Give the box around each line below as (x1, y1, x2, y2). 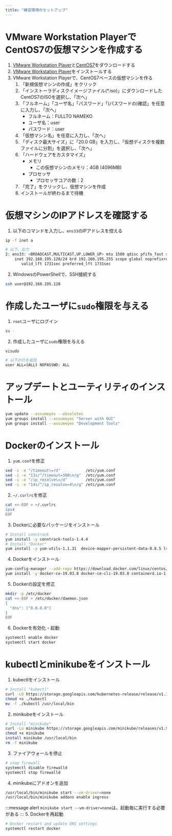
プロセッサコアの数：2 (35, 177, 83, 183)
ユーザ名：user (28, 119, 60, 125)
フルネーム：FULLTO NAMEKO (28, 113, 93, 119)
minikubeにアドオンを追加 (12, 780, 68, 786)
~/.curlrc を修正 (12, 492, 48, 498)
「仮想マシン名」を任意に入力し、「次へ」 (20, 132, 109, 138)
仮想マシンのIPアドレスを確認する (5, 209, 148, 221)
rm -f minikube (5, 740, 38, 745)
